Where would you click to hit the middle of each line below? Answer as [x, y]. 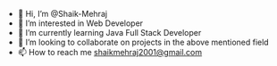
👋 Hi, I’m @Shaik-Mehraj [63, 14]
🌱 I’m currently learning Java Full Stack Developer [109, 33]
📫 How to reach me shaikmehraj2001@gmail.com [110, 52]
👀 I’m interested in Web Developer [80, 23]
